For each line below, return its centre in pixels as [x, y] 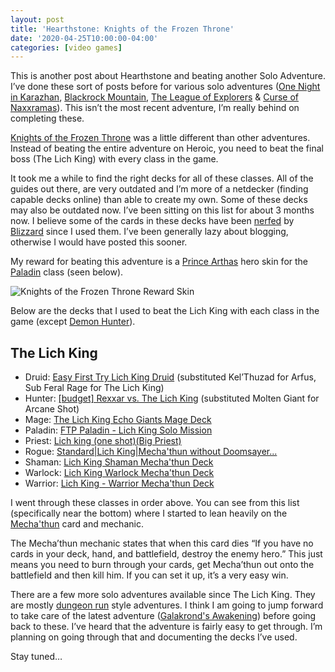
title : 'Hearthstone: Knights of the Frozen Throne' [122, 29]
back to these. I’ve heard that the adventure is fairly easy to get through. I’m [166, 627]
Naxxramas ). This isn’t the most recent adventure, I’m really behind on [155, 108]
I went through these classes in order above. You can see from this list [155, 503]
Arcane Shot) [52, 409]
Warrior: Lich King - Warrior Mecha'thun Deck [119, 483]
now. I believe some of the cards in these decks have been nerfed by [152, 221]
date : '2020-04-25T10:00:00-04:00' [84, 38]
